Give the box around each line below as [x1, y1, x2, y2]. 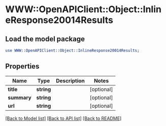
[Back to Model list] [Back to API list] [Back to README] [5, 115, 122, 121]
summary [8, 94, 31, 101]
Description [55, 77, 85, 84]
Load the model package [5, 35, 85, 43]
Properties [5, 62, 40, 71]
